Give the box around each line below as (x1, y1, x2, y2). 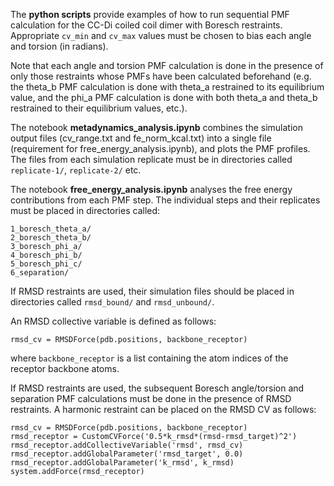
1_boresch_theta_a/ (10, 224, 92, 234)
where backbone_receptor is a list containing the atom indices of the (10, 352, 289, 364)
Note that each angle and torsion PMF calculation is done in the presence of (10, 60, 324, 71)
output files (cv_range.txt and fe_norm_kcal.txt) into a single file (10, 132, 272, 144)
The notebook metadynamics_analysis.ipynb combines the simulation (10, 122, 303, 133)
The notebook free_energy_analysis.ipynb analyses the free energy (10, 184, 293, 195)
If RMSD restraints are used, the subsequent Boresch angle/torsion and (10, 382, 305, 394)
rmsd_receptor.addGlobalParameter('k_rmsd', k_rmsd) (10, 458, 235, 468)
